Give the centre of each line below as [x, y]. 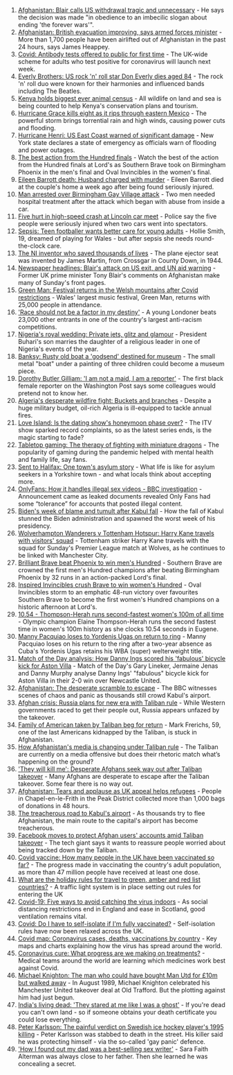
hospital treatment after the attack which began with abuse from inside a [121, 201]
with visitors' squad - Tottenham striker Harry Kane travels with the [113, 541]
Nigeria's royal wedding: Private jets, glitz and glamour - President [112, 334]
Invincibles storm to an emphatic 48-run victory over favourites [108, 592]
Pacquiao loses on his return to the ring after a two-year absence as [115, 644]
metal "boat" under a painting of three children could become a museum [121, 364]
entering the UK [40, 894]
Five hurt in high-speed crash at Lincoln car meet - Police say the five [117, 216]
